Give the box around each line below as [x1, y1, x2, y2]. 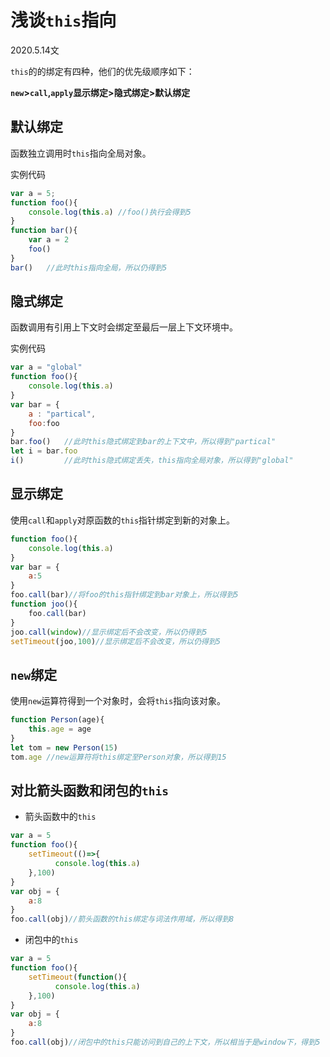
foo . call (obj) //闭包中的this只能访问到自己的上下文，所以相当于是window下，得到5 [10, 1037, 321, 1047]
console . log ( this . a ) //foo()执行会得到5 [28, 207, 192, 217]
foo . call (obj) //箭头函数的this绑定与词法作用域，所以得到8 [10, 914, 235, 925]
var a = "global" [10, 362, 83, 373]
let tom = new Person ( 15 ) [10, 742, 118, 753]
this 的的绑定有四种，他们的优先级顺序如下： [10, 65, 195, 77]
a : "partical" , [28, 409, 97, 419]
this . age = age [28, 724, 92, 735]
